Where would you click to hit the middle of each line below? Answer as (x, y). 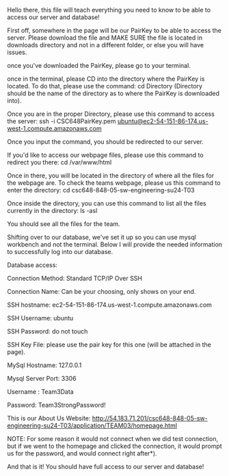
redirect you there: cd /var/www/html (59, 162)
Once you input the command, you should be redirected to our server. (105, 142)
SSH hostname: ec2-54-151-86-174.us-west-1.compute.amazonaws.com (109, 305)
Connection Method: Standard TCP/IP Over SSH (75, 278)
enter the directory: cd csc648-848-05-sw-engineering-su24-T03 (101, 190)
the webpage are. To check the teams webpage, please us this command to (114, 183)
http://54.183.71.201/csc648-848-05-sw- (150, 418)
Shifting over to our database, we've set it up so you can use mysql (102, 237)
